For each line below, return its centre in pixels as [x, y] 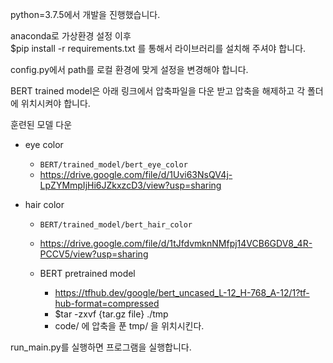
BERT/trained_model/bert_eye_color [113, 165]
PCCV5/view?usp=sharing [94, 254]
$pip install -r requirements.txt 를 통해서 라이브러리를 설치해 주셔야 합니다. [158, 48]
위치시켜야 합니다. [55, 103]
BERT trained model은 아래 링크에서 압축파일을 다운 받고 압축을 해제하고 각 [158, 91]
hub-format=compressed [107, 303]
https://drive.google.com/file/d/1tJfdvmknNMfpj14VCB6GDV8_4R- [176, 243]
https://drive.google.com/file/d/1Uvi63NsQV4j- [136, 174]
